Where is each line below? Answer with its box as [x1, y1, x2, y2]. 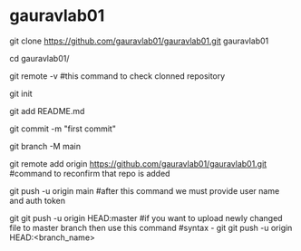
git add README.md [9, 105, 85, 116]
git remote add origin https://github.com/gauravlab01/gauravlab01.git [9, 158, 267, 169]
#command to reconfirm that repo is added [9, 168, 170, 179]
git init [9, 88, 34, 99]
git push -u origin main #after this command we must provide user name [9, 185, 280, 196]
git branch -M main [9, 140, 82, 151]
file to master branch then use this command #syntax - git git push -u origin [9, 222, 293, 233]
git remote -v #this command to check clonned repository [9, 70, 226, 82]
